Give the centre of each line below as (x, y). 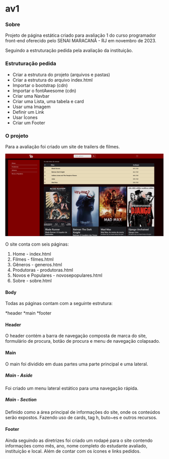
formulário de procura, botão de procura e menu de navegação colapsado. (83, 341)
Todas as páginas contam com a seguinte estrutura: (59, 303)
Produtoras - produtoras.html (43, 270)
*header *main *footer (28, 313)
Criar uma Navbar (31, 96)
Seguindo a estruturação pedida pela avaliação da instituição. (69, 50)
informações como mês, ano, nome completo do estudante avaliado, (76, 445)
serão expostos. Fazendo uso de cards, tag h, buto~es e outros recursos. (81, 418)
